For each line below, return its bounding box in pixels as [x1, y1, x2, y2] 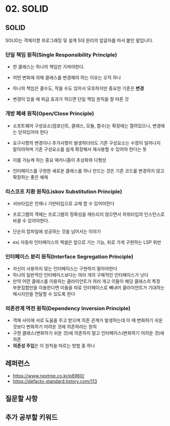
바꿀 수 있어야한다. [12, 217, 50, 223]
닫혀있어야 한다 [18, 129, 48, 135]
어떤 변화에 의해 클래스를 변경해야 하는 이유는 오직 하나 [12, 75, 121, 81]
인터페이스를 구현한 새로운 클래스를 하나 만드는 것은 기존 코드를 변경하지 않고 [12, 168, 165, 174]
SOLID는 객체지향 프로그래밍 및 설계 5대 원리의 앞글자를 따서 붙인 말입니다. [5, 38, 154, 43]
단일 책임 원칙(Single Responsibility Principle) [5, 51, 117, 58]
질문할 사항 [5, 394, 38, 403]
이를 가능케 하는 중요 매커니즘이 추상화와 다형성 [12, 157, 107, 163]
